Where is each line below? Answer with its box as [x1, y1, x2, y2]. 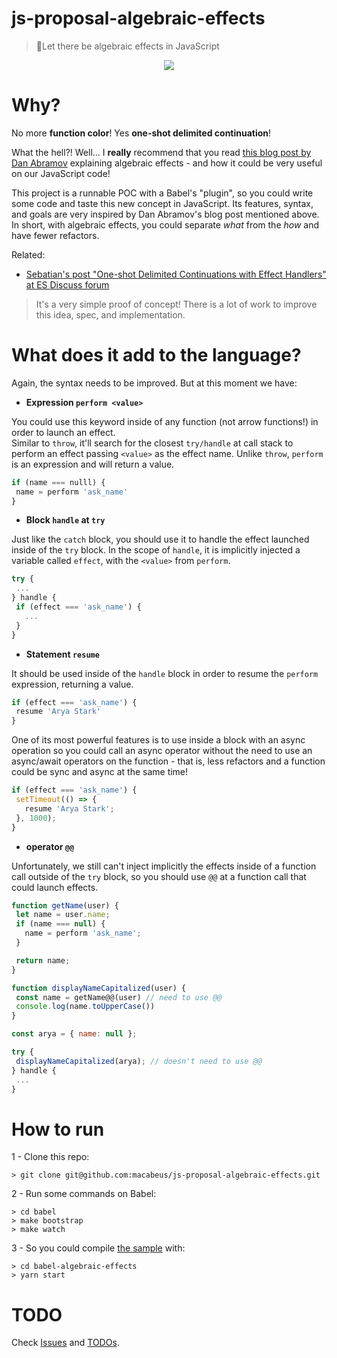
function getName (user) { [11, 900, 119, 911]
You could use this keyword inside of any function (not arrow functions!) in [11, 415, 319, 427]
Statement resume [25, 648, 100, 660]
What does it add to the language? [11, 344, 302, 367]
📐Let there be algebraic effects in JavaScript [35, 40, 220, 52]
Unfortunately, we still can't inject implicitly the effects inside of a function [11, 860, 317, 872]
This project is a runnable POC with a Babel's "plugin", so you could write [11, 187, 314, 199]
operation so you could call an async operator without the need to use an [11, 745, 313, 757]
